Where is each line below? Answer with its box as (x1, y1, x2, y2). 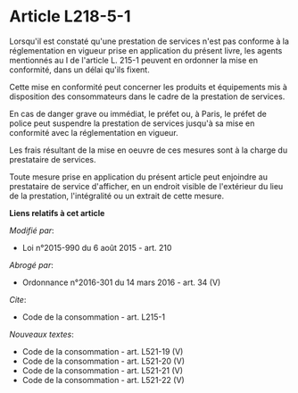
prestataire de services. (9, 154, 96, 164)
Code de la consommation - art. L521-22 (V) (21, 374, 185, 385)
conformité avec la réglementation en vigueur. (9, 127, 178, 138)
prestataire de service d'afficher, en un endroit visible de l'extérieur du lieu (9, 180, 284, 191)
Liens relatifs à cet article (9, 207, 105, 218)
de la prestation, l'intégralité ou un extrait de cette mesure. (9, 190, 225, 201)
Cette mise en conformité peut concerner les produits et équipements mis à (9, 81, 288, 92)
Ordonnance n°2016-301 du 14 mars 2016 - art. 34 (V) (21, 277, 221, 288)
